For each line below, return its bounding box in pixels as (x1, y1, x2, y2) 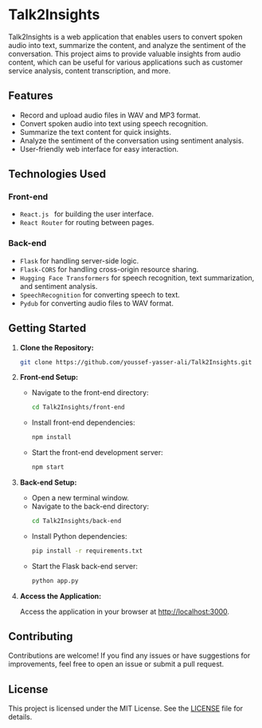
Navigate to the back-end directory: (31, 501, 150, 512)
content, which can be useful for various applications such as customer (8, 57, 243, 67)
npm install (31, 433, 72, 441)
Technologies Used (8, 168, 106, 181)
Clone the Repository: (19, 342, 94, 352)
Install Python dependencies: (31, 531, 127, 540)
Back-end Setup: (19, 477, 77, 488)
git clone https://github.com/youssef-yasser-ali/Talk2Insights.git (19, 358, 252, 366)
